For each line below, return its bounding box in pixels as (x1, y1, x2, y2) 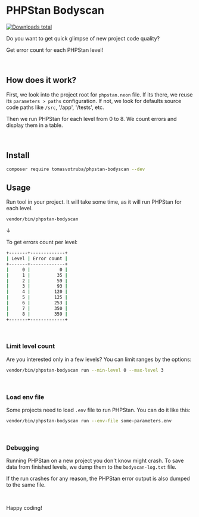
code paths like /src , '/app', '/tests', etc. (6, 104, 104, 111)
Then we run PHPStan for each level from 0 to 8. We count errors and (6, 115, 177, 122)
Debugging (6, 443, 39, 451)
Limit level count (6, 342, 55, 350)
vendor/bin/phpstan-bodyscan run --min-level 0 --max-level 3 (6, 367, 164, 373)
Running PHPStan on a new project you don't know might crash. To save (6, 457, 184, 465)
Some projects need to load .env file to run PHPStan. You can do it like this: (6, 406, 191, 413)
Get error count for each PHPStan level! (6, 46, 104, 54)
